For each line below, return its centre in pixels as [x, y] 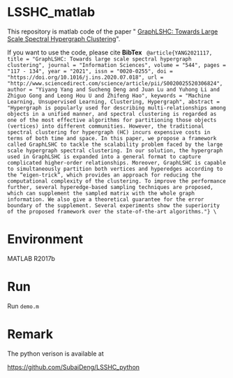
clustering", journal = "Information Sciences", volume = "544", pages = [117, 65]
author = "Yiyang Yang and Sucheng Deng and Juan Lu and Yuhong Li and [113, 89]
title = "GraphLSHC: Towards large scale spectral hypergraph [99, 59]
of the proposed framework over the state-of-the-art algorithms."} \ [112, 211]
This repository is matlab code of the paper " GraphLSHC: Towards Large [113, 31]
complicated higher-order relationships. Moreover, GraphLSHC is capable [117, 162]
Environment [45, 240]
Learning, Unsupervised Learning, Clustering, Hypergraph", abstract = [113, 102]
